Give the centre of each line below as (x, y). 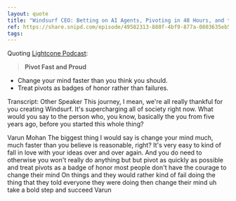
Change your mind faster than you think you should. (92, 81)
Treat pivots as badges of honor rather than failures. (93, 88)
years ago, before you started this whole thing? (76, 124)
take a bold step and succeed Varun (59, 190)
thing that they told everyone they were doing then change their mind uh (112, 183)
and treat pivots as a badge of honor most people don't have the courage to (117, 168)
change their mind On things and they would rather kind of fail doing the (111, 175)
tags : (15, 33)
